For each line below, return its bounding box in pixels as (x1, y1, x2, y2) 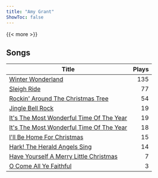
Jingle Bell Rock (9, 104, 54, 113)
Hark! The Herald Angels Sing (9, 143, 92, 151)
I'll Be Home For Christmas (9, 133, 84, 141)
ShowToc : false (6, 14, 44, 20)
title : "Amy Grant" (6, 8, 55, 15)
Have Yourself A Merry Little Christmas (9, 152, 118, 161)
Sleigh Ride (9, 85, 41, 93)
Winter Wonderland (9, 75, 64, 84)
